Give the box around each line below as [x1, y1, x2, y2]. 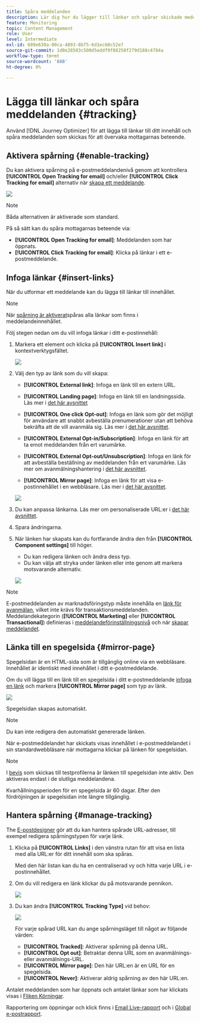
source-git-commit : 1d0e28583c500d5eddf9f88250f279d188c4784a [6, 48, 164, 54]
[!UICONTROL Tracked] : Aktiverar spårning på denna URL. [23, 943, 168, 950]
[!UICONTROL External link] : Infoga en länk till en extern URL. [23, 381, 176, 388]
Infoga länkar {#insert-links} [6, 272, 114, 283]
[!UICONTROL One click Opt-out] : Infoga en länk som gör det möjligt [23, 410, 193, 418]
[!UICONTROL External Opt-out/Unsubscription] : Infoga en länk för [23, 453, 192, 460]
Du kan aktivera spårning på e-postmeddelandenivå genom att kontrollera [6, 167, 187, 174]
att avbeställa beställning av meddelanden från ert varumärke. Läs [23, 459, 186, 466]
